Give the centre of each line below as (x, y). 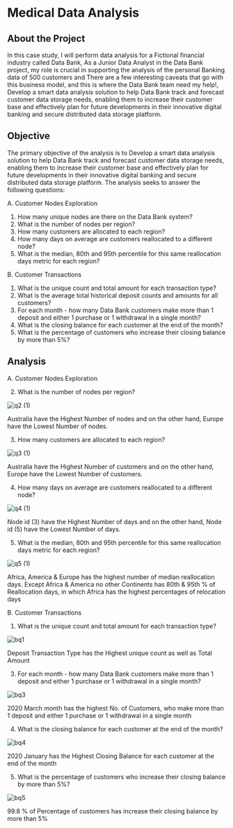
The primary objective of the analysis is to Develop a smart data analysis (111, 153)
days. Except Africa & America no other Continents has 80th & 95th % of (111, 584)
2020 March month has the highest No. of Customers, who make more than (115, 708)
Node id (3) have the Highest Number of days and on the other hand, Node (115, 521)
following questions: (36, 190)
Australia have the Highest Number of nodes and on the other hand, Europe (115, 419)
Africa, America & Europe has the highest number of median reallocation (111, 577)
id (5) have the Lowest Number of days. (64, 529)
